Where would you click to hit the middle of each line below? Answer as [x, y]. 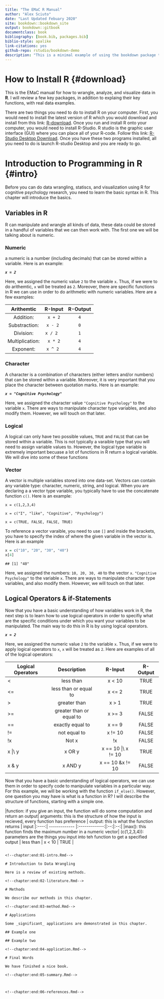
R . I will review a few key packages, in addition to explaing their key [73, 98]
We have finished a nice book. [37, 966]
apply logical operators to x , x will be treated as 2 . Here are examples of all [80, 649]
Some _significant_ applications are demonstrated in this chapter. [76, 923]
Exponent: [24, 349]
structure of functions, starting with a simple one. [55, 801]
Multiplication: [24, 341]
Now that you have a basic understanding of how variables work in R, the [79, 610]
